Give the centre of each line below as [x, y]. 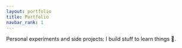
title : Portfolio [28, 17]
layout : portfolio [29, 11]
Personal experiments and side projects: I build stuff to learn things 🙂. [91, 39]
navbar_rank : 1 [25, 22]
